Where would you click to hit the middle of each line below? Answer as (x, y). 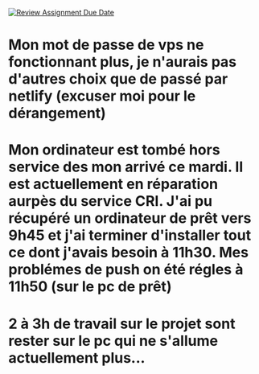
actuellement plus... (77, 358)
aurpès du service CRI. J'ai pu (111, 201)
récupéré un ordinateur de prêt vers (130, 218)
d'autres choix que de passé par (118, 79)
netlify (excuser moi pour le (102, 96)
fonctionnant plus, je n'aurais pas (123, 62)
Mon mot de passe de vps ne (106, 45)
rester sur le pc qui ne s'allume (113, 341)
